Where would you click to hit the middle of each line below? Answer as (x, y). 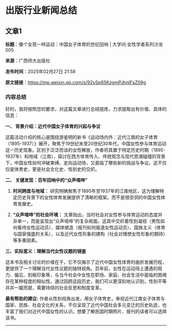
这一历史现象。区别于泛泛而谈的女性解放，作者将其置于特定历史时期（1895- (85, 150)
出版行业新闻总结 (41, 11)
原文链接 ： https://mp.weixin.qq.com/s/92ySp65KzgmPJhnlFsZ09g (76, 82)
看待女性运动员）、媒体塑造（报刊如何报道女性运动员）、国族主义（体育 (91, 227)
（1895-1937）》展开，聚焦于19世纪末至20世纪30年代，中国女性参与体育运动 (86, 143)
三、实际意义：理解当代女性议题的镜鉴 (46, 251)
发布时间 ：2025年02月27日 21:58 (40, 71)
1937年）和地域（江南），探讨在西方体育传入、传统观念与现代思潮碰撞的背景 (85, 156)
